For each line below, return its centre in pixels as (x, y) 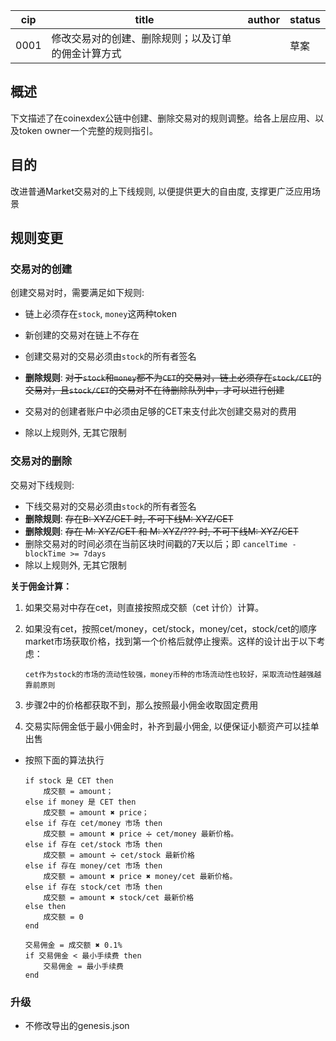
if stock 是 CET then (69, 780)
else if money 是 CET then (80, 802)
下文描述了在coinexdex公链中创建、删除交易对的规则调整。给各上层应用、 (163, 118)
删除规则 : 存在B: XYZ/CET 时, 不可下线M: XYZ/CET (129, 518)
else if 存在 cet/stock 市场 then (93, 844)
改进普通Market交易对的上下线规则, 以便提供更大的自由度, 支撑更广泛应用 (161, 191)
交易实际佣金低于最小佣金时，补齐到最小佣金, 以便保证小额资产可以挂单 (172, 726)
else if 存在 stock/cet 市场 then (93, 887)
